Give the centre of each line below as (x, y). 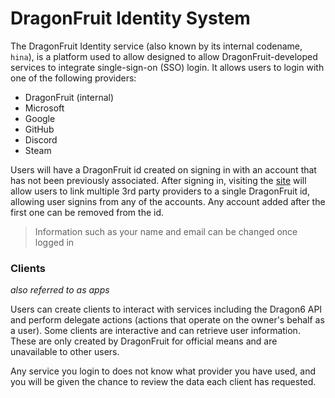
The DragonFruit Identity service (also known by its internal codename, (156, 46)
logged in (54, 242)
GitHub (39, 129)
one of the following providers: (73, 78)
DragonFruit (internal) (69, 97)
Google (40, 118)
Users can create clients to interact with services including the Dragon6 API (166, 309)
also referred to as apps (60, 290)
